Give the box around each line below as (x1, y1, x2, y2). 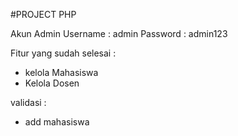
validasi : (10, 97, 47, 108)
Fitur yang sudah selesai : (10, 47, 117, 59)
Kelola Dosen (24, 77, 80, 89)
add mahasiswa (24, 116, 90, 128)
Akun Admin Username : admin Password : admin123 (10, 28, 228, 39)
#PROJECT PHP (10, 9, 77, 20)
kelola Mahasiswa (24, 67, 99, 78)
